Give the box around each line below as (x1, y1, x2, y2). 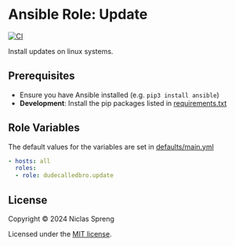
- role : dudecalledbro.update (15, 172, 114, 179)
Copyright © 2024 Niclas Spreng (8, 214, 115, 223)
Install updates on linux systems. (8, 46, 114, 56)
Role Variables (8, 121, 80, 135)
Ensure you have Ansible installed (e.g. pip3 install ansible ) (19, 90, 219, 99)
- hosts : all (8, 157, 51, 165)
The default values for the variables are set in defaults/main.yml (8, 142, 214, 151)
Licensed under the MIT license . (8, 230, 112, 238)
